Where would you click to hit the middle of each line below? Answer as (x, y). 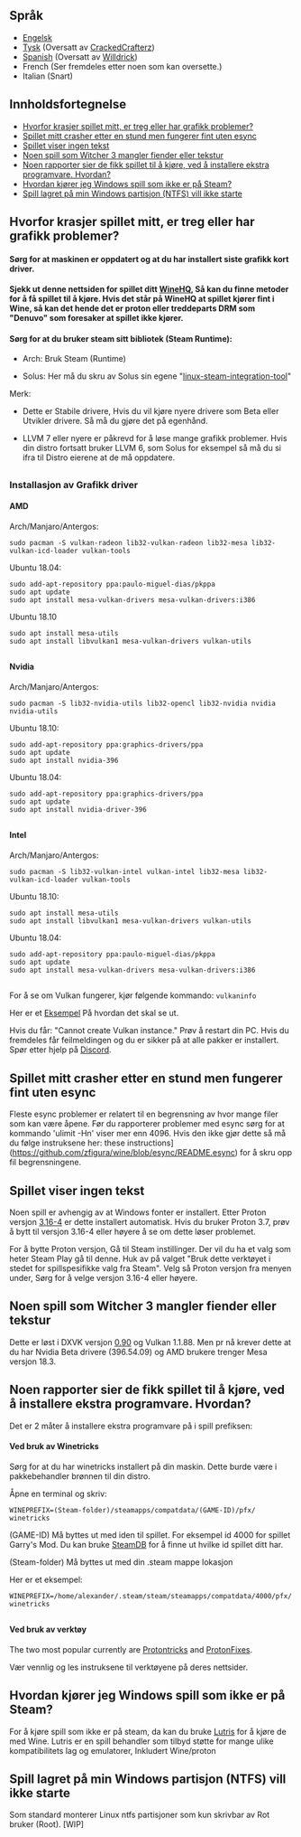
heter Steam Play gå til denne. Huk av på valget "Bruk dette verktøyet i (140, 1259)
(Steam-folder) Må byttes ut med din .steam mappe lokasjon (121, 1562)
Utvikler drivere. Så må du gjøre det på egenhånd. (115, 421)
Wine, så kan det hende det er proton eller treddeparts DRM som (132, 308)
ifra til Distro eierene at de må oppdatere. (99, 457)
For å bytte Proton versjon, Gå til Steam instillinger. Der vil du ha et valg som (150, 1249)
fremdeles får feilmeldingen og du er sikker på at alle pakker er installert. (144, 1041)
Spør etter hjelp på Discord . (60, 1050)
